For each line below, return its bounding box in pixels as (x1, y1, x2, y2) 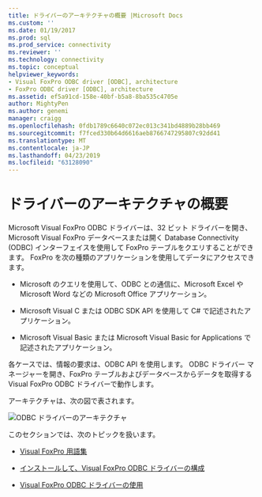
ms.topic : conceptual (8, 63, 80, 71)
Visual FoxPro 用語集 (19, 446, 88, 456)
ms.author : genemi (8, 108, 69, 116)
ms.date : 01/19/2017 (8, 26, 77, 34)
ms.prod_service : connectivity (8, 41, 111, 49)
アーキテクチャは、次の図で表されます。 (8, 396, 139, 406)
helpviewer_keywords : (8, 70, 80, 78)
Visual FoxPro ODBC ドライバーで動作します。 (8, 379, 159, 389)
